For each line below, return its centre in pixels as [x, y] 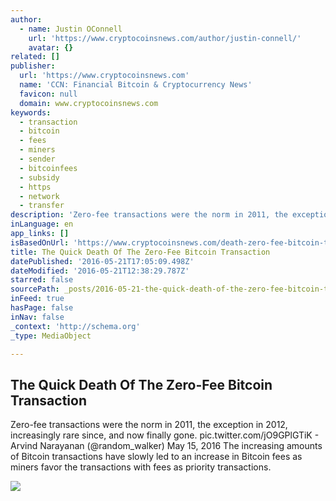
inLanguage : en [42, 224]
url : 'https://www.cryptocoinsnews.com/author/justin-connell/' [165, 38]
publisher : [33, 66]
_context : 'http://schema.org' [75, 326]
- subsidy [39, 177]
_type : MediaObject [51, 336]
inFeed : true [37, 299]
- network [39, 196]
